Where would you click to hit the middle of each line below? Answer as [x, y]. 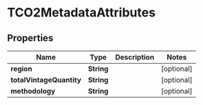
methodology [33, 91]
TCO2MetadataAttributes [82, 13]
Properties [30, 38]
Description [135, 57]
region [21, 69]
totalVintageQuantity [46, 80]
